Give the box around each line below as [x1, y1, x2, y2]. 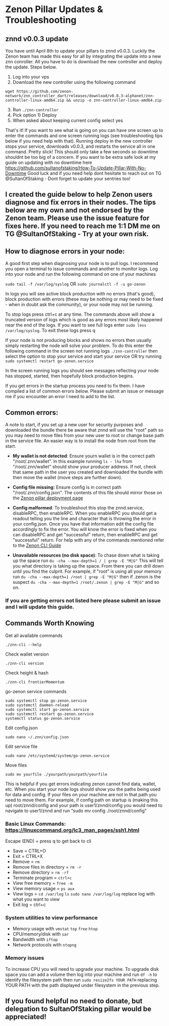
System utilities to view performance [5, 914, 98, 921]
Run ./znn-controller [12, 107, 59, 112]
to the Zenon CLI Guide [12, 542, 62, 548]
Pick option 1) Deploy [12, 112, 57, 118]
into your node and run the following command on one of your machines [5, 271, 156, 277]
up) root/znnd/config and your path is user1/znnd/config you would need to [5, 802, 163, 808]
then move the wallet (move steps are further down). [12, 475, 122, 481]
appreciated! [5, 1013, 47, 1021]
